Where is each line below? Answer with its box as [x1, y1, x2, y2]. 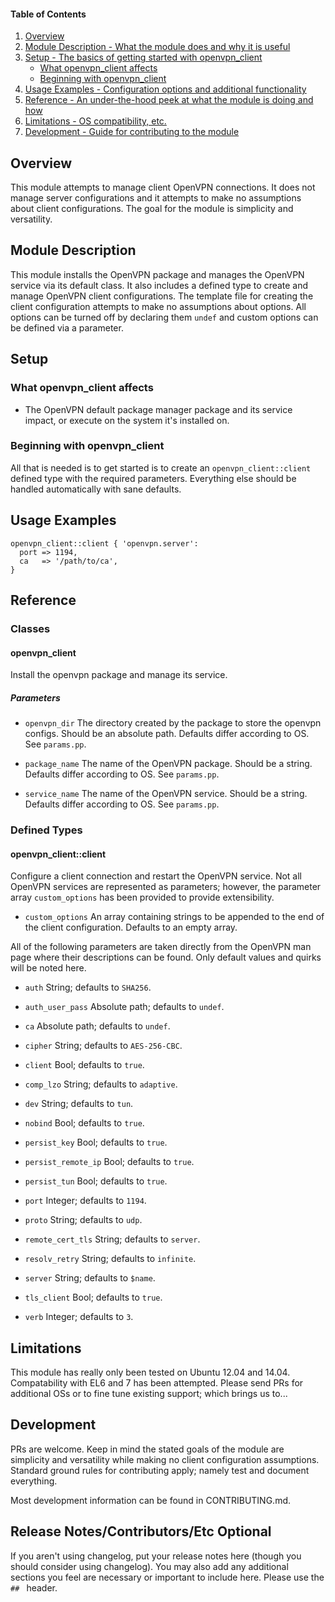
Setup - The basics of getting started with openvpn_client [24, 51, 263, 64]
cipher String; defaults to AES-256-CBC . [24, 1040, 183, 1052]
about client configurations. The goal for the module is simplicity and [10, 203, 294, 215]
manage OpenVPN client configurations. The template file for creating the [10, 290, 314, 302]
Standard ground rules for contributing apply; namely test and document [10, 1464, 310, 1476]
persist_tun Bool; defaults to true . [24, 1175, 168, 1187]
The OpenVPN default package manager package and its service [24, 403, 293, 415]
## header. [10, 1581, 58, 1594]
